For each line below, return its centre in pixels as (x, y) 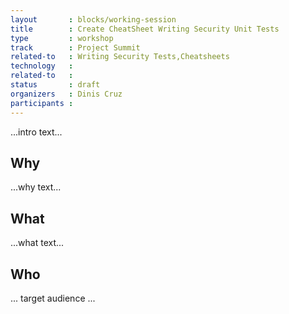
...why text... (36, 187)
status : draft (55, 85)
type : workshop (62, 38)
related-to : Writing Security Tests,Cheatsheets (120, 57)
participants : (42, 103)
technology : (42, 66)
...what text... (37, 243)
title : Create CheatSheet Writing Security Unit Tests (145, 29)
